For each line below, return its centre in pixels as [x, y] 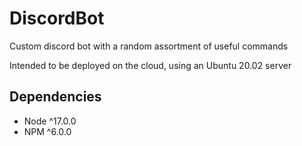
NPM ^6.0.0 [47, 131]
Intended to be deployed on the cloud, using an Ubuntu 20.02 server [150, 65]
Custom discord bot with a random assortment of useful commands [149, 46]
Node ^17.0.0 [50, 121]
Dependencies [55, 97]
